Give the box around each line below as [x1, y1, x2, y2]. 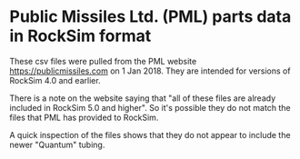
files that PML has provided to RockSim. [9, 112, 159, 123]
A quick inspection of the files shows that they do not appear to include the [9, 129, 291, 140]
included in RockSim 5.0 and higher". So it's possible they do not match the [9, 102, 291, 113]
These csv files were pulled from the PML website [9, 55, 197, 66]
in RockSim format [9, 25, 152, 46]
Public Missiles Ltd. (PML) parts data [9, 6, 292, 27]
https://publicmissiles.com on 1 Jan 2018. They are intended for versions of [9, 65, 291, 76]
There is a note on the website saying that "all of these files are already [9, 93, 276, 104]
